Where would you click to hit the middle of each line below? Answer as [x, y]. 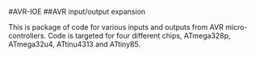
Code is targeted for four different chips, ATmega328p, [139, 36]
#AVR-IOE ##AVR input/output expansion [77, 12]
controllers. [27, 36]
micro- [236, 27]
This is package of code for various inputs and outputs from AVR [116, 27]
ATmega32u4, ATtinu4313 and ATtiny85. [75, 44]
